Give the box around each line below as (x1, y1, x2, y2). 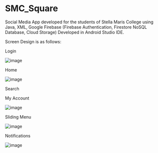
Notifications (5, 133, 31, 138)
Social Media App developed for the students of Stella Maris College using (5, 19, 154, 25)
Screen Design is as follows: (5, 38, 62, 44)
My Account (5, 95, 30, 101)
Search (5, 85, 19, 91)
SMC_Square (5, 3, 58, 14)
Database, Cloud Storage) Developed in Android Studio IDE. (5, 29, 125, 35)
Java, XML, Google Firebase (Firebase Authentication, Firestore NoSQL (5, 24, 147, 30)
